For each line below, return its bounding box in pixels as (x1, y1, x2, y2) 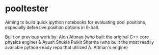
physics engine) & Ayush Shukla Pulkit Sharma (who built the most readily (5, 39, 154, 45)
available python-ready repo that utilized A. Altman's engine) (5, 44, 128, 50)
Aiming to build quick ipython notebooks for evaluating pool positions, (5, 19, 146, 25)
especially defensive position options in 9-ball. (5, 24, 99, 30)
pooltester (5, 3, 49, 14)
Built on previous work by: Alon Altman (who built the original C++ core (5, 34, 149, 40)
